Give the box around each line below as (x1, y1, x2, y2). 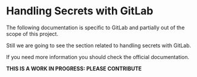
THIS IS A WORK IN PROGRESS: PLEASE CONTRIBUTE (6, 64, 142, 72)
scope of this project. (6, 30, 58, 37)
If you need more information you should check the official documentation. (6, 53, 189, 60)
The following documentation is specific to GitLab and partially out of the (6, 24, 185, 31)
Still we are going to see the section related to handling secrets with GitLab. (6, 42, 192, 49)
